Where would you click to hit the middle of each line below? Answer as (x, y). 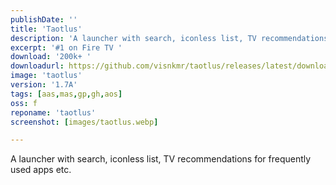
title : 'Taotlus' (46, 29)
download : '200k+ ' (51, 57)
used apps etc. (41, 170)
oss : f (24, 103)
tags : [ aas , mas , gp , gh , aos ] (66, 94)
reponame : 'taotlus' (53, 112)
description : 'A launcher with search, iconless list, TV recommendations (169, 38)
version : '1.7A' (44, 85)
